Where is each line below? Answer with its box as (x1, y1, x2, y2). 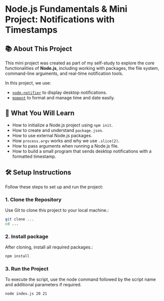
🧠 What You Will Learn (5, 109, 75, 118)
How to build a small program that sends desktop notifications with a (12, 148, 152, 154)
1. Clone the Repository (5, 196, 62, 203)
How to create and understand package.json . (12, 127, 103, 133)
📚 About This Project (5, 44, 72, 53)
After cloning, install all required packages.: (5, 244, 93, 250)
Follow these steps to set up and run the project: (5, 183, 103, 190)
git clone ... (5, 216, 34, 222)
